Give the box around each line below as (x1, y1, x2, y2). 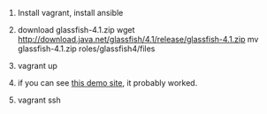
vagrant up (17, 61, 57, 71)
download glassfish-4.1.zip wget (17, 25, 135, 34)
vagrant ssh (17, 95, 62, 105)
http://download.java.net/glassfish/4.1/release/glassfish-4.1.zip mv (17, 34, 259, 44)
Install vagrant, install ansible (17, 8, 124, 18)
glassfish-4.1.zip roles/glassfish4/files (17, 43, 156, 54)
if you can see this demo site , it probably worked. (17, 78, 198, 87)
